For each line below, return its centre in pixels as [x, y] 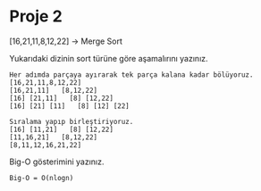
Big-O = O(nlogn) [42, 178]
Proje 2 [36, 17]
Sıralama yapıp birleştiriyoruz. [72, 121]
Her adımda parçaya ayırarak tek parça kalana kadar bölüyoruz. [131, 75]
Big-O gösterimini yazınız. [57, 162]
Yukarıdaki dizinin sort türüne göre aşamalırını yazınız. [109, 58]
